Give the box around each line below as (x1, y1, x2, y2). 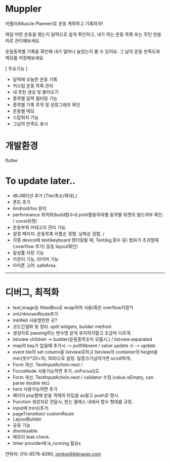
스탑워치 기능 (12, 114, 39, 120)
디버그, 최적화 (5, 287, 59, 298)
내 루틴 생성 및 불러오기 (12, 89, 59, 95)
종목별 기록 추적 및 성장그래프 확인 (12, 101, 80, 108)
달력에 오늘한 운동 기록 (12, 76, 58, 82)
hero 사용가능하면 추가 (12, 386, 58, 392)
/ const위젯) (12, 218, 37, 224)
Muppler (5, 3, 42, 15)
